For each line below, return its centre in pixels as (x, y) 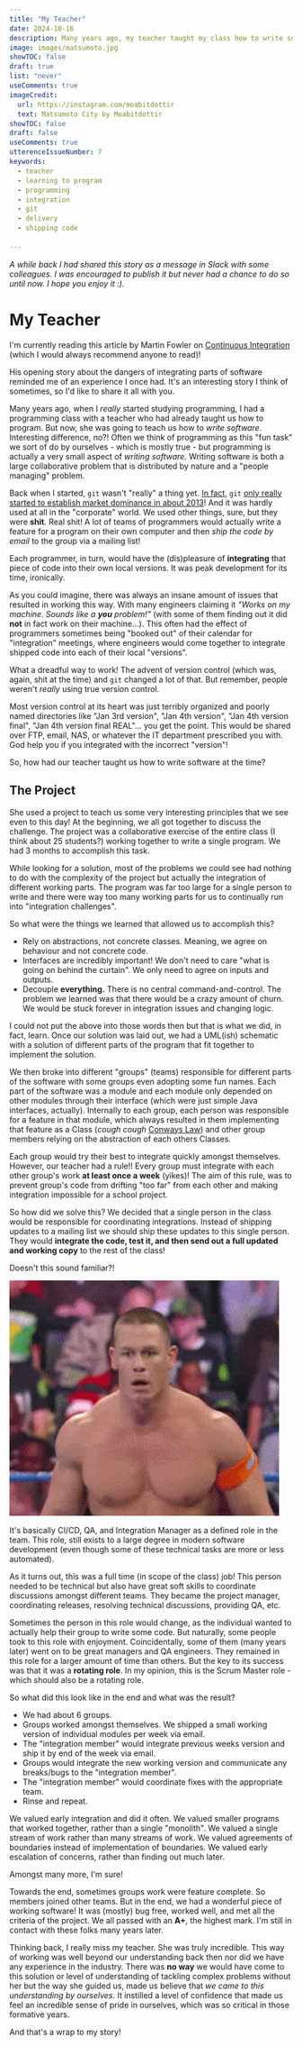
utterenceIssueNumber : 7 (56, 152)
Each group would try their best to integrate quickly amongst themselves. (145, 1156)
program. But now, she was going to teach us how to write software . (136, 427)
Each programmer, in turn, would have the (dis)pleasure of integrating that (147, 558)
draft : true (31, 67)
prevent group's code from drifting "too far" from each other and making (144, 1185)
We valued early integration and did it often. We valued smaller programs (144, 1818)
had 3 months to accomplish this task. (80, 850)
